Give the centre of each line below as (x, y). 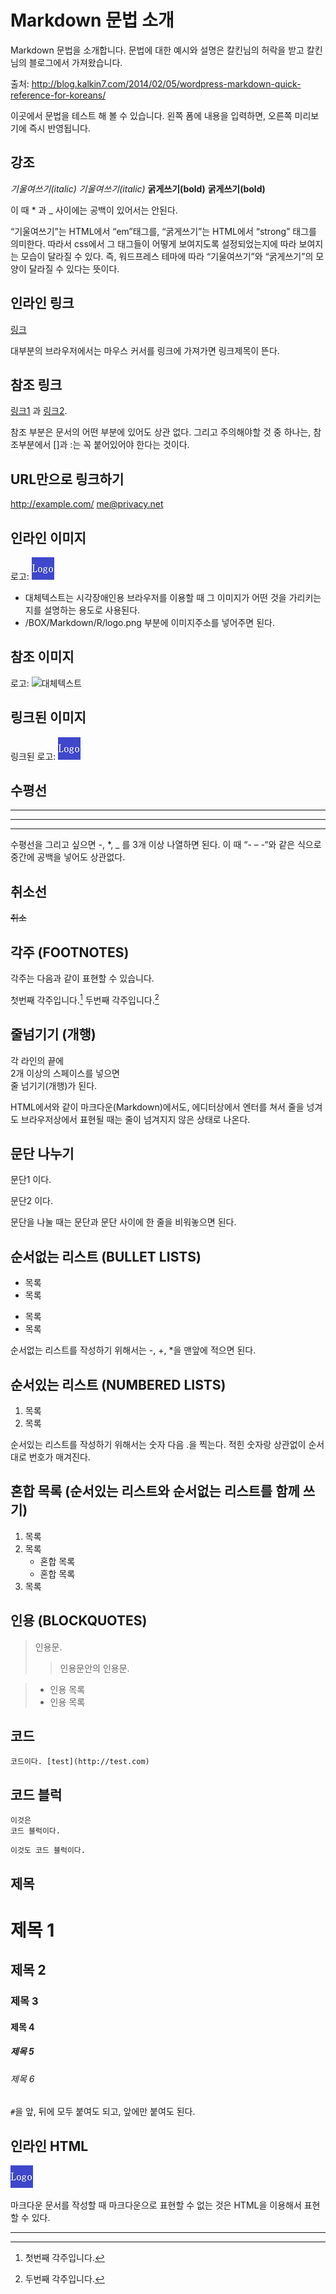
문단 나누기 (42, 1153)
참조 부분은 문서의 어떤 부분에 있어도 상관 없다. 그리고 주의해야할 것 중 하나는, (161, 432)
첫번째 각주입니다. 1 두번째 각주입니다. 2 (85, 999)
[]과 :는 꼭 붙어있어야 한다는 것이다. (121, 445)
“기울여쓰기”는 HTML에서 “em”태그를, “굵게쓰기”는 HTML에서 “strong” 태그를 (163, 231)
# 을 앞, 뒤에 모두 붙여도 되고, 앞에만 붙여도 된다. (103, 2112)
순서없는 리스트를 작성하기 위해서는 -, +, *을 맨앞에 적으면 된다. (133, 1350)
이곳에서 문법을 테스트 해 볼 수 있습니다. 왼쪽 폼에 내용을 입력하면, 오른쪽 (151, 115)
